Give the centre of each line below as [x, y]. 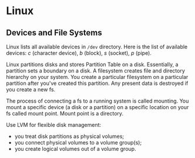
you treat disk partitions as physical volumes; [69, 136]
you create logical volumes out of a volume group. [75, 149]
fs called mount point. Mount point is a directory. [65, 113]
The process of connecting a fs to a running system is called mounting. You [97, 101]
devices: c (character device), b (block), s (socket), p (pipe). [79, 53]
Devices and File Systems [54, 33]
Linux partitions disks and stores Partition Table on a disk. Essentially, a [92, 64]
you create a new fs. [31, 89]
